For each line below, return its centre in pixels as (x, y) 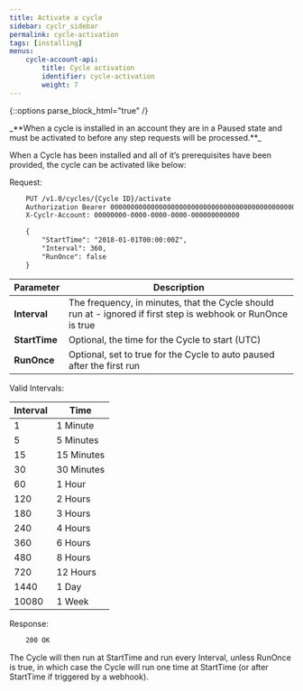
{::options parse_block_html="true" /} (79, 110)
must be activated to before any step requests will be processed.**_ (135, 137)
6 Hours (73, 542)
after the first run (104, 365)
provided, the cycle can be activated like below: (98, 164)
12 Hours (76, 572)
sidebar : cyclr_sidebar (54, 26)
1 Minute (75, 425)
